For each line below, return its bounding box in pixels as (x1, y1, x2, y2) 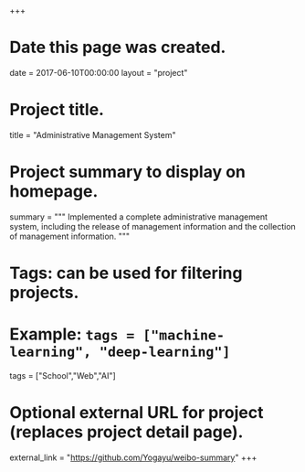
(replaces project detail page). (9, 422, 244, 443)
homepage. (9, 181, 99, 202)
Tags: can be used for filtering (9, 263, 243, 284)
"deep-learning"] (99, 344, 231, 361)
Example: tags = (9, 324, 135, 345)
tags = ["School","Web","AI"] (9, 370, 116, 381)
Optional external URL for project (9, 402, 264, 424)
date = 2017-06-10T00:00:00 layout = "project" (9, 67, 188, 78)
